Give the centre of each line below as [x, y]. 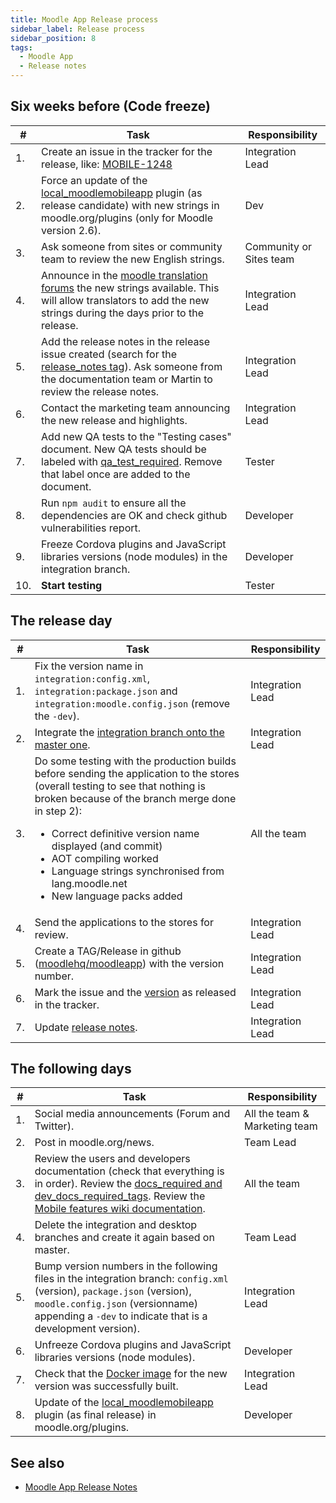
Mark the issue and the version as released [135, 992]
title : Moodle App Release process [84, 19]
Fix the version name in [89, 666]
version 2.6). [71, 230]
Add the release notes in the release [126, 341]
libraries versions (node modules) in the [134, 556]
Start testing [72, 585]
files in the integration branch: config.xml [131, 1279]
